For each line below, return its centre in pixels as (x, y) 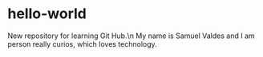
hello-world (47, 14)
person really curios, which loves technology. (82, 44)
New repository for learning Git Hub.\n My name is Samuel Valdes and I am (131, 36)
